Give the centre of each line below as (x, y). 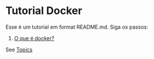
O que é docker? (34, 38)
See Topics (19, 49)
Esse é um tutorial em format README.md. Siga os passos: (77, 27)
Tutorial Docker (44, 11)
